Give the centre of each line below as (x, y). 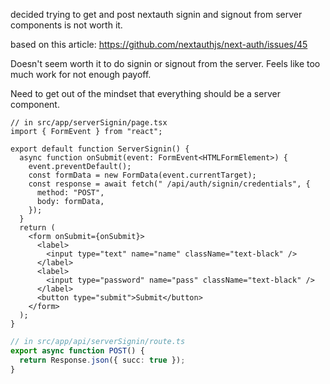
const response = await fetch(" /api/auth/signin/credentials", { (169, 184)
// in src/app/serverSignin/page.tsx (89, 123)
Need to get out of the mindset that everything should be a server (145, 93)
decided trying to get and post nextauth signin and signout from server (156, 14)
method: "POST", (70, 193)
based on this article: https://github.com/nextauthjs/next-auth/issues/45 (159, 44)
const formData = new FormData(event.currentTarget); (142, 175)
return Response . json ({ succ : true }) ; (102, 360)
